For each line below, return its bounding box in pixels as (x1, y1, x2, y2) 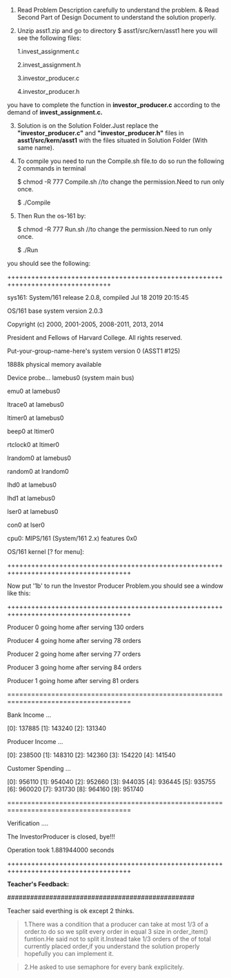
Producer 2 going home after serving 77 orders (7, 650, 141, 658)
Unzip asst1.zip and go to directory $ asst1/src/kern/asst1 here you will (17, 27, 218, 35)
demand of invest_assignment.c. (7, 108, 103, 116)
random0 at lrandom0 (7, 468, 69, 475)
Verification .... (7, 819, 49, 827)
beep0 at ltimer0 (7, 428, 54, 435)
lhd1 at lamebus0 (7, 494, 56, 502)
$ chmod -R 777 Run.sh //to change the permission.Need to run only (17, 225, 212, 233)
